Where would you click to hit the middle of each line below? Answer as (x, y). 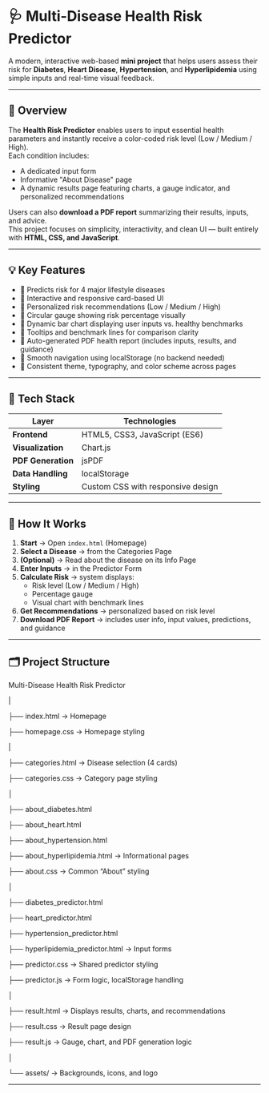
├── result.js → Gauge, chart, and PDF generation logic (100, 1042)
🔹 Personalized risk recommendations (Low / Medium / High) (120, 307)
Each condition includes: (49, 155)
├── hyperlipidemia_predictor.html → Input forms (90, 949)
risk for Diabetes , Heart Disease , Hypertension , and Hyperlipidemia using (133, 69)
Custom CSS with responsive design (150, 487)
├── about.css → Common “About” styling (79, 871)
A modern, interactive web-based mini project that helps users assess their (133, 61)
